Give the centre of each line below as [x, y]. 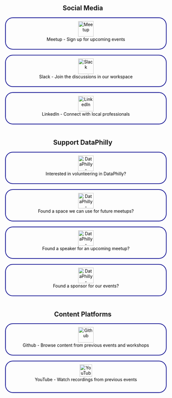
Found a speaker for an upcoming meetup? [86, 248]
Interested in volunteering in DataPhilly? [86, 174]
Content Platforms [83, 314]
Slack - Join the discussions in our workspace [86, 77]
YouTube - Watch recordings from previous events [86, 380]
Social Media [83, 8]
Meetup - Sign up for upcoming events [86, 39]
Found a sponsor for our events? [86, 286]
